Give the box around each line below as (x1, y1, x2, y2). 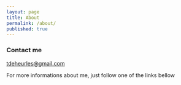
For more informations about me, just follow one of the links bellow (6, 71, 175, 79)
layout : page (6, 8, 40, 15)
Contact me (6, 46, 42, 55)
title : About (6, 15, 40, 21)
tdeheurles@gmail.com (6, 59, 66, 67)
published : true (6, 25, 48, 32)
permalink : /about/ (6, 20, 56, 26)
